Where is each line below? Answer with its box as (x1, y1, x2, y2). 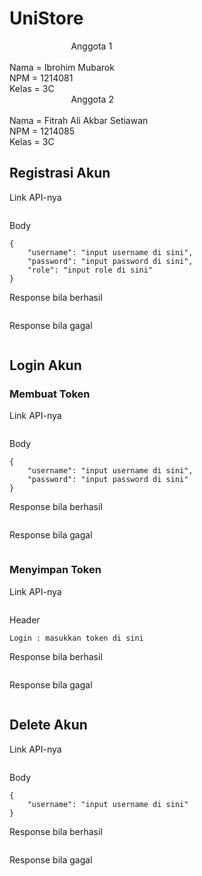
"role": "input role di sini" (27, 265, 154, 275)
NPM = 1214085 (9, 125, 76, 137)
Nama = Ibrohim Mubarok (9, 61, 115, 73)
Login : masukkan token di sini (9, 633, 144, 643)
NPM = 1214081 (9, 72, 74, 84)
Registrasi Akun (9, 165, 111, 182)
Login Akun (9, 357, 82, 374)
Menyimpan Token (9, 563, 102, 577)
